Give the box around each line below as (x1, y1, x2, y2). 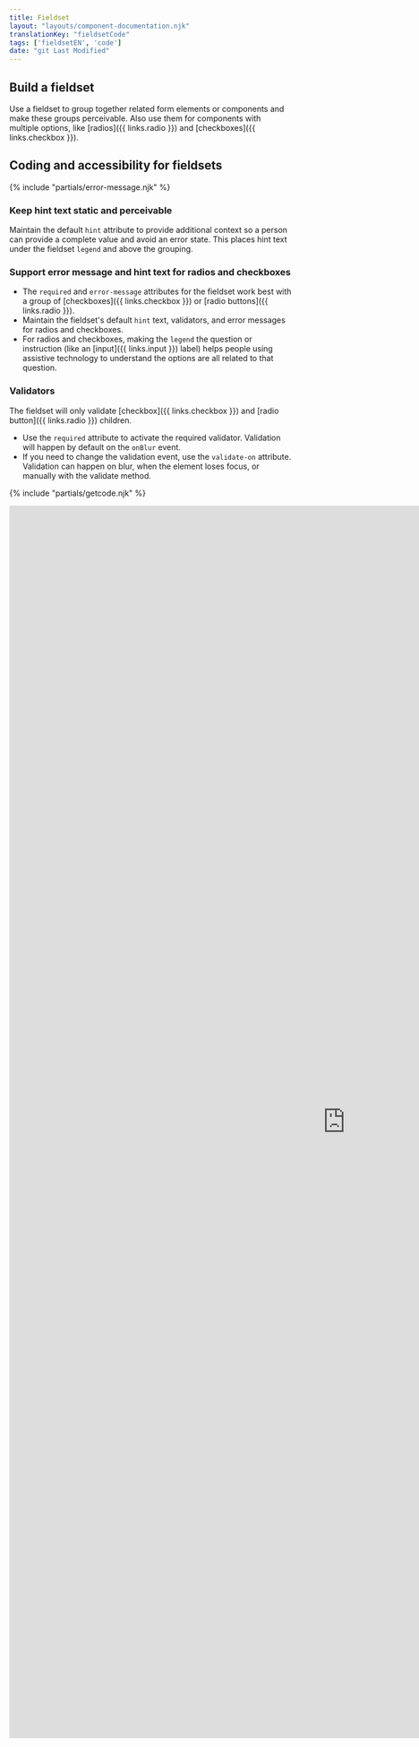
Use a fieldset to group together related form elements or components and (9, 103, 285, 114)
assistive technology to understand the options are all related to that (21, 353, 274, 364)
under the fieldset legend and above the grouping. (9, 244, 194, 255)
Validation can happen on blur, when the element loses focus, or (21, 461, 260, 471)
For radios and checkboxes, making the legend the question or (21, 333, 252, 345)
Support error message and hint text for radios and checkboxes (9, 265, 291, 278)
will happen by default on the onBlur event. (21, 441, 182, 453)
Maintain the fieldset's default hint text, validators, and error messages (21, 315, 286, 325)
